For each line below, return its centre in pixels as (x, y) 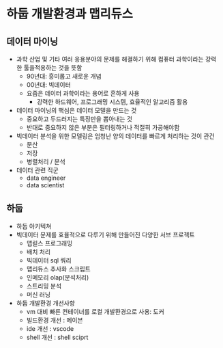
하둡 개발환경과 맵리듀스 (70, 14)
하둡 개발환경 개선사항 (46, 303)
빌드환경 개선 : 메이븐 (55, 320)
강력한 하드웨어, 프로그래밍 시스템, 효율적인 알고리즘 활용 (112, 102)
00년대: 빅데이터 (48, 85)
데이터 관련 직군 (37, 170)
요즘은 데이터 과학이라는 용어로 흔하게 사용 (83, 93)
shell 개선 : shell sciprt (57, 337)
